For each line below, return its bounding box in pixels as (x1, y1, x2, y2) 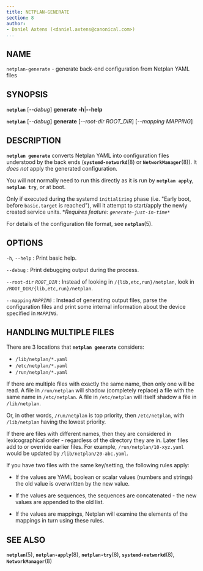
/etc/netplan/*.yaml (15, 363, 68, 369)
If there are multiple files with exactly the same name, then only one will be (6, 380, 194, 387)
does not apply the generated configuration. (6, 165, 118, 172)
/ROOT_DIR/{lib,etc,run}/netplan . (6, 284, 93, 292)
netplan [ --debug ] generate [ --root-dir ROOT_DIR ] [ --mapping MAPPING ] (6, 117, 193, 125)
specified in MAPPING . (6, 309, 58, 317)
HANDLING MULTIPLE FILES (6, 327, 114, 338)
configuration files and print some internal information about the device (6, 303, 186, 310)
